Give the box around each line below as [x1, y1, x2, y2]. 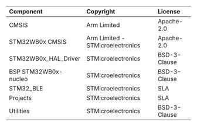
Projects [9, 94, 32, 101]
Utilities [9, 107, 30, 115]
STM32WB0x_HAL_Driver [9, 55, 81, 62]
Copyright [86, 8, 116, 15]
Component [9, 8, 43, 15]
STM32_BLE [9, 85, 43, 92]
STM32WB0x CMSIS [9, 38, 67, 45]
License [157, 8, 181, 15]
